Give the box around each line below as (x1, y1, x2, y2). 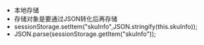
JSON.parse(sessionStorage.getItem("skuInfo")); (13, 30, 156, 38)
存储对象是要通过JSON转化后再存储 (13, 15, 118, 23)
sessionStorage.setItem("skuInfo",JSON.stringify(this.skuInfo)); (13, 23, 198, 30)
